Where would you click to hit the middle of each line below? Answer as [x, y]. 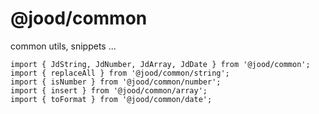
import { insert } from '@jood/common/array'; [109, 90]
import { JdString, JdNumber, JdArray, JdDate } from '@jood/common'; [160, 64]
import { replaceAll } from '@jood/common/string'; [120, 73]
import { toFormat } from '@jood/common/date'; [111, 99]
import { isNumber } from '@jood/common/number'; [116, 82]
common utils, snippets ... [63, 46]
